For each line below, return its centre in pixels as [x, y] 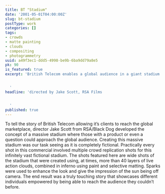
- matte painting [23, 42]
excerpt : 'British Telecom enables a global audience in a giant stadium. [83, 74]
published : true [22, 110]
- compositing [20, 51]
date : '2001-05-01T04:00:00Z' [36, 14]
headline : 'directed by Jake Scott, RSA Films [54, 92]
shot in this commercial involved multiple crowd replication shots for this [78, 150]
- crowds [14, 38]
